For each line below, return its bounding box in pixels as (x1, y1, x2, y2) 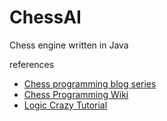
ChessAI (9, 6, 82, 29)
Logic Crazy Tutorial (23, 99, 108, 111)
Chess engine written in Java (9, 39, 129, 51)
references (9, 58, 55, 70)
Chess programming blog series (23, 77, 157, 90)
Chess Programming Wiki (23, 88, 129, 100)
